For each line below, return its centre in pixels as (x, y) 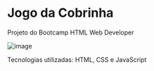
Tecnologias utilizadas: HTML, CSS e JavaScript (77, 59)
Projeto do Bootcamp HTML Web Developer (71, 32)
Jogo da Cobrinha (60, 13)
